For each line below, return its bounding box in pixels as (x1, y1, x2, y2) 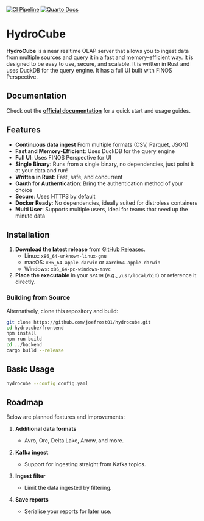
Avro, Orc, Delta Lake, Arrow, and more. (24, 437, 124, 444)
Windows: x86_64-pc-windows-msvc (24, 265, 111, 272)
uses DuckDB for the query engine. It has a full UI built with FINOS (6, 66, 172, 74)
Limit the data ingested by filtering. (24, 484, 112, 492)
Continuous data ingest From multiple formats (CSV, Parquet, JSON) (15, 141, 189, 148)
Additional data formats (15, 425, 77, 433)
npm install (6, 330, 37, 336)
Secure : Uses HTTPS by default (15, 193, 96, 200)
